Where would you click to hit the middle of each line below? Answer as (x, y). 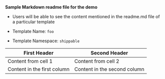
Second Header (109, 53)
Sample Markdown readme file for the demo (51, 7)
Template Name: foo (33, 31)
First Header (38, 53)
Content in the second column (109, 69)
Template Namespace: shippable (46, 41)
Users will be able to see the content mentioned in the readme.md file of (86, 16)
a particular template (33, 22)
